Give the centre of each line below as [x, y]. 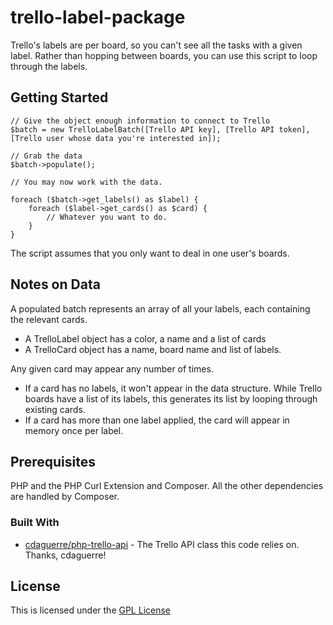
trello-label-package [98, 17]
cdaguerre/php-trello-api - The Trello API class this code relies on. [162, 544]
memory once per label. [74, 430]
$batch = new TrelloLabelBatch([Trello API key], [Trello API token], [160, 129]
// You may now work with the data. [86, 182]
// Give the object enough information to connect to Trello [140, 121]
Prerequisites [53, 461]
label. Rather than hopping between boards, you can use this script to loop [164, 55]
